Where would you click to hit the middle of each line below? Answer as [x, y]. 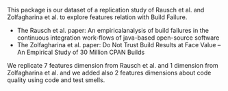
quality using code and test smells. [56, 80]
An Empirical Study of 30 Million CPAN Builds [81, 52]
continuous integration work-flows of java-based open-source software [118, 38]
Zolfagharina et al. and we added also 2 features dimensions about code [109, 73]
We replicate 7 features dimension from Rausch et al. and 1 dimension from [113, 65]
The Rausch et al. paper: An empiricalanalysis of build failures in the [113, 30]
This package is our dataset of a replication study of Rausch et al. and [106, 10]
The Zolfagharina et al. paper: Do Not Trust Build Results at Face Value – [119, 45]
